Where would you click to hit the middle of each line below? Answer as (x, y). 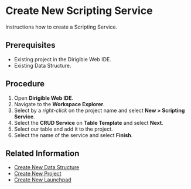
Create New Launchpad (42, 180)
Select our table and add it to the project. (63, 129)
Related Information (42, 153)
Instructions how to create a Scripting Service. (62, 27)
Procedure (25, 84)
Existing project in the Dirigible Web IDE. (63, 59)
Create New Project (38, 174)
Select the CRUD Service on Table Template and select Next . (88, 123)
